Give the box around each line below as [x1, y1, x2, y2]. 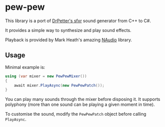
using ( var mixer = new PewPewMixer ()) [5, 73, 87, 79]
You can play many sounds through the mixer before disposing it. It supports [5, 96, 161, 102]
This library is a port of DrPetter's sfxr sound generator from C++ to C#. [5, 18, 151, 24]
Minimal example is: [5, 64, 45, 70]
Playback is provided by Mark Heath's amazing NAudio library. [5, 36, 132, 43]
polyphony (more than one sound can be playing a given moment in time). [5, 101, 155, 107]
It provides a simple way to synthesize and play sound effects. [5, 27, 132, 33]
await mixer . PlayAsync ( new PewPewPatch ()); [14, 83, 105, 88]
